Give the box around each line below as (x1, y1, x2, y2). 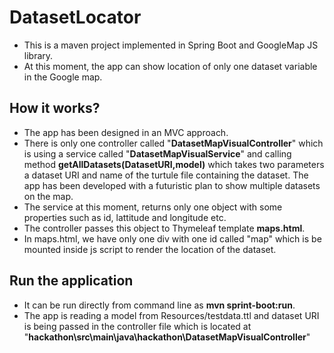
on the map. (23, 190, 74, 202)
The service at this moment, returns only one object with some (23, 201, 283, 213)
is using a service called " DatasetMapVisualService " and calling (23, 147, 292, 160)
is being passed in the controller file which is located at (23, 320, 252, 332)
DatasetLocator (9, 6, 142, 29)
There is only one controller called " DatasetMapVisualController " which (23, 137, 324, 149)
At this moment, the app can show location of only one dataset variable (23, 60, 318, 72)
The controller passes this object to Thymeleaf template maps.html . (23, 222, 306, 234)
